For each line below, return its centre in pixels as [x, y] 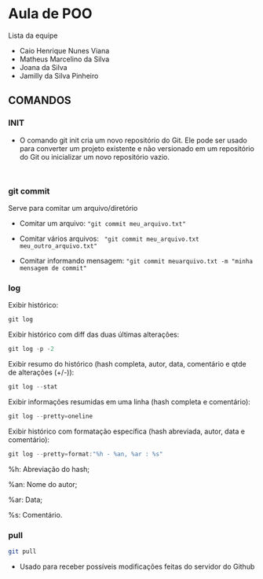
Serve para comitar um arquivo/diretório [73, 208]
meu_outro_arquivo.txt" [58, 246]
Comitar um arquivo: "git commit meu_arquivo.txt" [102, 223]
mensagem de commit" [53, 268]
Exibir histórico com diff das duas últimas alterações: [94, 334]
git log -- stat [33, 386]
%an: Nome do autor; [43, 484]
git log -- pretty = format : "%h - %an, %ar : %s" [86, 454]
